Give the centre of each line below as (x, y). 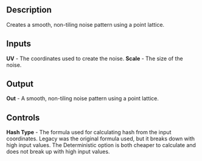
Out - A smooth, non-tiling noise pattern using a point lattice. (83, 98)
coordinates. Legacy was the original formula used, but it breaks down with (101, 139)
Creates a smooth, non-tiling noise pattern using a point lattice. (85, 24)
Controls (23, 118)
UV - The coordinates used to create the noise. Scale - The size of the (95, 58)
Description (29, 10)
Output (20, 84)
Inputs (19, 44)
